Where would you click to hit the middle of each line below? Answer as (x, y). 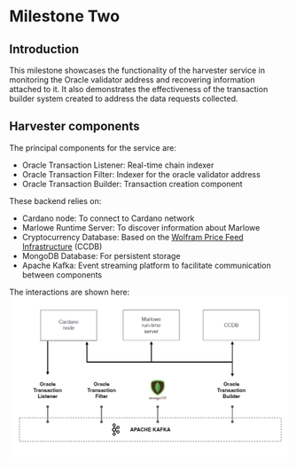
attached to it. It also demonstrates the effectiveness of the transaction (139, 89)
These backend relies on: (55, 200)
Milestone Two (65, 16)
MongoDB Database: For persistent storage (101, 255)
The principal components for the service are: (93, 147)
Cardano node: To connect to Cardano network (108, 218)
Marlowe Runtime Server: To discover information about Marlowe (141, 227)
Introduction (44, 49)
